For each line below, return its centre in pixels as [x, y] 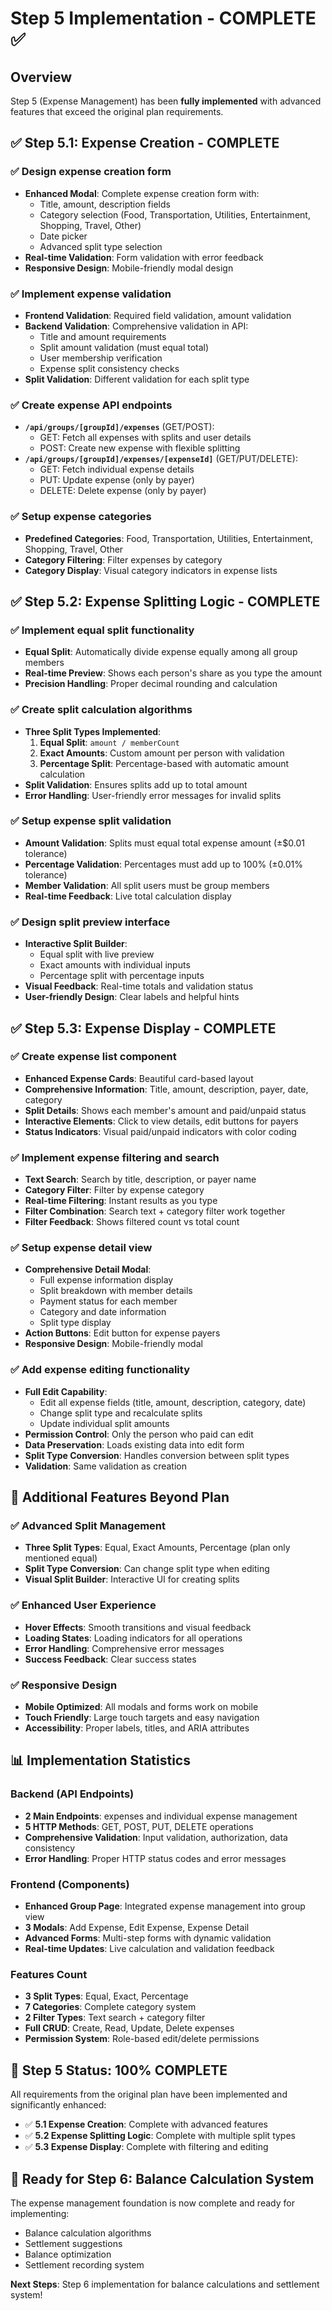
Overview [41, 77]
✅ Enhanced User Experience [83, 1605]
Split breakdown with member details [116, 1291]
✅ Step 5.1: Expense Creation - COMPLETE [145, 143]
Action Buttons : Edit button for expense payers [122, 1333]
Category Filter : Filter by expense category [114, 1190]
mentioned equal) [61, 1558]
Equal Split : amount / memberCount [109, 742]
